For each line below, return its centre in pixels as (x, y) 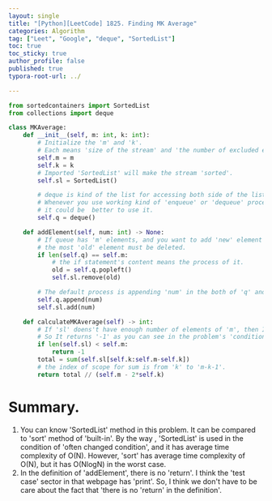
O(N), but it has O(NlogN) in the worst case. (93, 464)
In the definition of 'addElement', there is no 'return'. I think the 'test (132, 473)
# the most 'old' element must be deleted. (112, 247)
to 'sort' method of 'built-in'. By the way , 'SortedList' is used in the (132, 438)
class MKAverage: (38, 128)
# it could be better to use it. (96, 210)
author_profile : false (47, 62)
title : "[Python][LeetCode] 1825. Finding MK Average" (103, 24)
